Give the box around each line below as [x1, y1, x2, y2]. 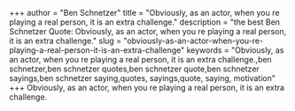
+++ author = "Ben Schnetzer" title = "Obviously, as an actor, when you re [9, 8, 280, 18]
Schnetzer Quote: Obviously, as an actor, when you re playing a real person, [9, 26, 286, 36]
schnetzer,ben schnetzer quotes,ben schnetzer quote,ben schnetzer [9, 63, 260, 74]
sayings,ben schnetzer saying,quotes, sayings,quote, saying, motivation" [9, 73, 276, 83]
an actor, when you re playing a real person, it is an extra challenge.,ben [9, 55, 272, 64]
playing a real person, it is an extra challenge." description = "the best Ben [9, 17, 281, 27]
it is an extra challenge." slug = [9, 35, 122, 46]
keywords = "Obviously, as [186, 45, 284, 55]
